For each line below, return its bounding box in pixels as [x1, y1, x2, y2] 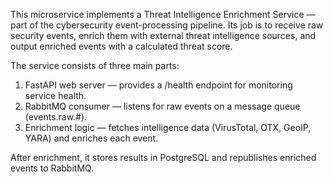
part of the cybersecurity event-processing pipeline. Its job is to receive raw [10, 19, 324, 31]
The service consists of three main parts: [10, 60, 180, 71]
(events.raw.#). [24, 111, 88, 123]
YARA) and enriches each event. [24, 132, 159, 144]
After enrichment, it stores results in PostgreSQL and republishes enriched [10, 152, 317, 163]
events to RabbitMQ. [10, 162, 95, 174]
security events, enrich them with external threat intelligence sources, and [10, 30, 317, 41]
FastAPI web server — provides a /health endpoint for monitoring [24, 79, 293, 91]
